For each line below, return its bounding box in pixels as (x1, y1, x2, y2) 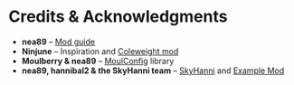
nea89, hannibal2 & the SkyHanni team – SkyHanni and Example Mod (21, 65, 285, 76)
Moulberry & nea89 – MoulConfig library (21, 55, 175, 66)
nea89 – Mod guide (21, 36, 96, 47)
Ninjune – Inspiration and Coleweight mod (21, 45, 179, 56)
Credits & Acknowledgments (8, 6, 228, 27)
